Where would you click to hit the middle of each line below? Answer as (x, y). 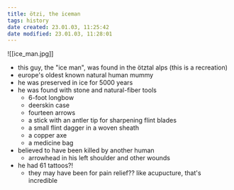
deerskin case (49, 105)
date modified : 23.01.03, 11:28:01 (60, 34)
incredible (43, 181)
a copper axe (48, 135)
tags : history (28, 21)
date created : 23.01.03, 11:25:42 (58, 27)
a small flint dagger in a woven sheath (84, 128)
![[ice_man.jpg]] (30, 54)
